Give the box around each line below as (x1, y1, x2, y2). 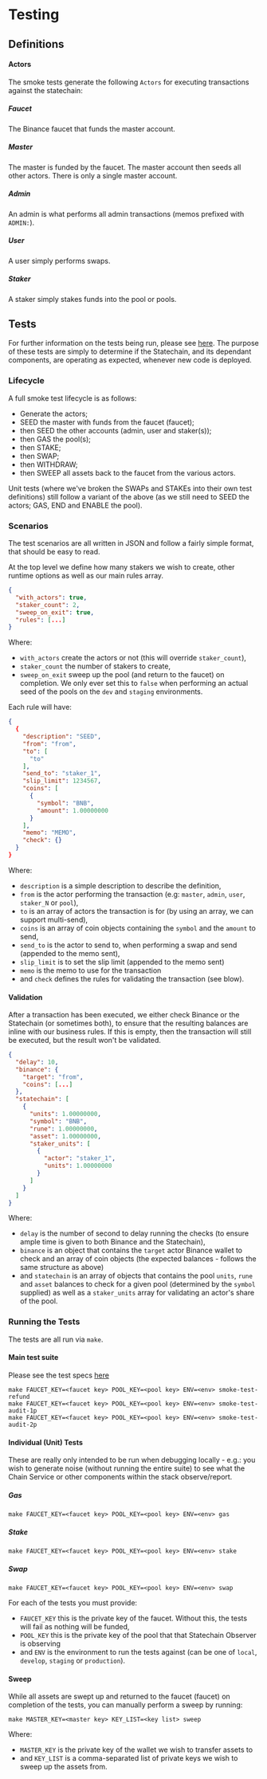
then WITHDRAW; (19, 460, 78, 469)
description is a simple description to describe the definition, (19, 880, 222, 890)
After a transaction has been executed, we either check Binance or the (8, 1010, 240, 1020)
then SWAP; (19, 451, 60, 460)
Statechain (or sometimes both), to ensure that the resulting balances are (8, 1018, 249, 1029)
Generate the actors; (19, 409, 88, 418)
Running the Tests (8, 1316, 80, 1327)
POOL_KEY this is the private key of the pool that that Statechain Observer (19, 1631, 257, 1640)
